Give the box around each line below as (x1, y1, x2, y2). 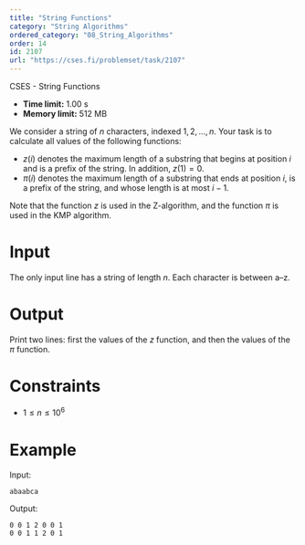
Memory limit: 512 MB (22, 109, 108, 119)
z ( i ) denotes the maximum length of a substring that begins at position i (22, 153, 292, 164)
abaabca (9, 487, 39, 497)
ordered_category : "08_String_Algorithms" (9, 30, 174, 39)
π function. (9, 343, 50, 354)
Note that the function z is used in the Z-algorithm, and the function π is (9, 200, 279, 211)
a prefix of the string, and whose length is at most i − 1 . (22, 183, 230, 193)
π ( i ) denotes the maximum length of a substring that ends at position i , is (22, 173, 296, 183)
